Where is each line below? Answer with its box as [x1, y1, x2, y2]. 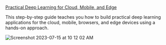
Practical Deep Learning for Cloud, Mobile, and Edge [5, 5, 117, 10]
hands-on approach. [5, 25, 49, 31]
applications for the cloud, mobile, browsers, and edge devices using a [5, 20, 156, 25]
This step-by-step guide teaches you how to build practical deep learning [5, 14, 161, 20]
